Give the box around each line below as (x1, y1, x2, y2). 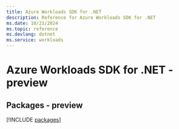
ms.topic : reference (6, 25, 59, 32)
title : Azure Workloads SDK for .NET (6, 8, 102, 15)
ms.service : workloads (6, 37, 64, 43)
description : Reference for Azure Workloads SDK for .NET (6, 15, 156, 21)
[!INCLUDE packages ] (6, 116, 61, 123)
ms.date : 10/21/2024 (6, 20, 59, 26)
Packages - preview (6, 100, 83, 110)
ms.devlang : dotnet (6, 31, 56, 38)
